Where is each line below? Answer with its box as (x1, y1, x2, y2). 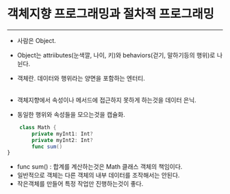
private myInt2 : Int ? (31, 137, 94, 143)
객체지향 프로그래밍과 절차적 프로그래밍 (7, 6, 214, 22)
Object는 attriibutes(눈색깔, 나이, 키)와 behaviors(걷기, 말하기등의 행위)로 (16, 51, 216, 59)
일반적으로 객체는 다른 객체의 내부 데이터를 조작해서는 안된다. (16, 171, 180, 180)
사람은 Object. (16, 36, 56, 44)
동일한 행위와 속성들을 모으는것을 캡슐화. (16, 110, 125, 118)
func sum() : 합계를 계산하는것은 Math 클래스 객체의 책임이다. (16, 163, 183, 171)
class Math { (19, 124, 57, 130)
